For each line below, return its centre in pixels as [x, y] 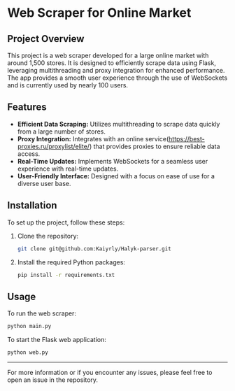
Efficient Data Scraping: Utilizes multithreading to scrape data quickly [119, 124]
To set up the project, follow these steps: [66, 222]
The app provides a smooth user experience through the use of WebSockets [117, 78]
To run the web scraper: [42, 313]
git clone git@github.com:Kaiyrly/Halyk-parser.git [94, 249]
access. [29, 154]
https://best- [187, 138]
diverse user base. [44, 183]
